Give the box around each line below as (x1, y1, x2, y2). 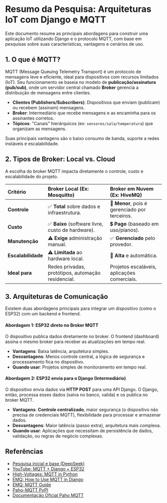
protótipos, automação (48, 269, 101, 276)
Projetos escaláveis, (110, 263, 157, 270)
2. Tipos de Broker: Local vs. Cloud (5, 155, 115, 163)
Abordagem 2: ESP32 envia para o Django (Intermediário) (5, 375, 126, 381)
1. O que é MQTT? (5, 56, 61, 64)
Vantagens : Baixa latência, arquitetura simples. (12, 348, 109, 354)
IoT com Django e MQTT (5, 14, 106, 25)
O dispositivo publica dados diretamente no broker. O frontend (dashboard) (5, 333, 160, 339)
